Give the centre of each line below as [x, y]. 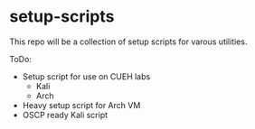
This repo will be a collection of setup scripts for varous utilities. [128, 41]
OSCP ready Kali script [65, 115]
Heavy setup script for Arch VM [81, 105]
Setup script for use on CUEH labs [86, 76]
